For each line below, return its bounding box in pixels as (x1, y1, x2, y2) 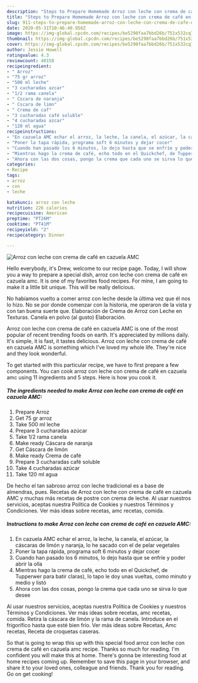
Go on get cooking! (6, 670, 53, 677)
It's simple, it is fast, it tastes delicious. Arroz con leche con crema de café (6, 337, 187, 344)
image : (6, 31, 23, 36)
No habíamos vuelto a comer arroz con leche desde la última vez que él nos (6, 295, 190, 302)
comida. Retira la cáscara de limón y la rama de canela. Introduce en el (6, 615, 178, 623)
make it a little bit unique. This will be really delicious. (6, 283, 136, 291)
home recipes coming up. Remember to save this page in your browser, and (6, 658, 190, 665)
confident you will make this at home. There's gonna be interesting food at (6, 651, 187, 658)
